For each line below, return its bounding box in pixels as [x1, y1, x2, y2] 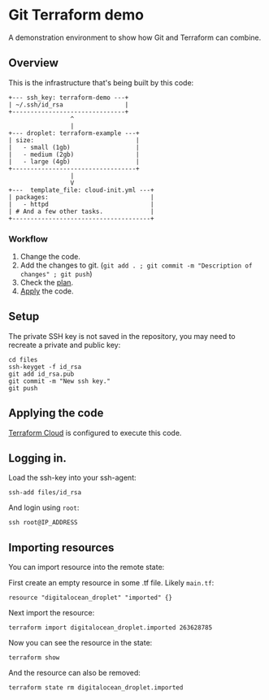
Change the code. [20, 252, 81, 262]
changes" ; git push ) [20, 269, 93, 279]
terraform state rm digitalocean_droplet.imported [8, 684, 184, 692]
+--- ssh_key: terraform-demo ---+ [8, 93, 129, 102]
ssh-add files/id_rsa [8, 489, 82, 497]
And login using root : [8, 502, 80, 513]
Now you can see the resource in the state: [8, 638, 153, 648]
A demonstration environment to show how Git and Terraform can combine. [8, 33, 262, 42]
